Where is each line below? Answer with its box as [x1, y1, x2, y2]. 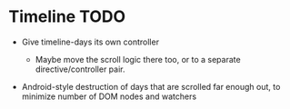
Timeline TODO [8, 6, 126, 27]
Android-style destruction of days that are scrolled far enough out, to [21, 81, 281, 92]
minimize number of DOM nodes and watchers [21, 91, 197, 102]
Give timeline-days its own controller [21, 36, 160, 47]
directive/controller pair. [35, 64, 125, 74]
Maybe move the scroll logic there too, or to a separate [35, 54, 242, 64]
